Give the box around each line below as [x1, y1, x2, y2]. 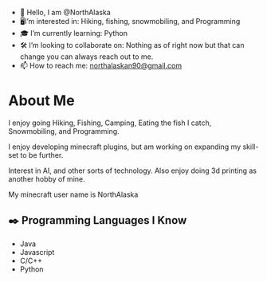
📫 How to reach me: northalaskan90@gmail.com [19, 61, 182, 70]
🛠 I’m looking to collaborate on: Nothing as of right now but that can [19, 41, 245, 49]
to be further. [20, 150, 64, 159]
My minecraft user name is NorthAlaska [8, 190, 139, 199]
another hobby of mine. [8, 174, 85, 183]
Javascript [19, 247, 55, 257]
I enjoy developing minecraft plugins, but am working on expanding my [8, 142, 241, 151]
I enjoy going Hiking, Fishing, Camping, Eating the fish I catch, [8, 118, 212, 127]
